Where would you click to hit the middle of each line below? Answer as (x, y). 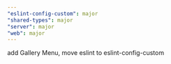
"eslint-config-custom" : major (53, 14)
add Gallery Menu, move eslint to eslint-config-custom (86, 53)
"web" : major (26, 33)
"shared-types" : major (40, 20)
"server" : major (31, 26)
